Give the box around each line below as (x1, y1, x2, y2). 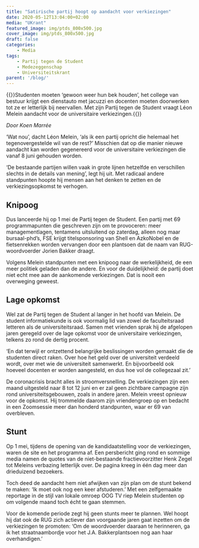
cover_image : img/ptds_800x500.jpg (6, 31, 94, 37)
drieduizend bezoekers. (6, 468, 64, 475)
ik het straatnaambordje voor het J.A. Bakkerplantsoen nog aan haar (6, 528, 173, 536)
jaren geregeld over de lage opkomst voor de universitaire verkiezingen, (6, 329, 182, 336)
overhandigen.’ (6, 535, 43, 542)
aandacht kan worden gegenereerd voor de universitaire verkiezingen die (6, 146, 186, 153)
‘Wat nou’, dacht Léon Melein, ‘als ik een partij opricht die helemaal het (6, 133, 179, 140)
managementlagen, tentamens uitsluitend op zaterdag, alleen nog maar (6, 228, 181, 235)
